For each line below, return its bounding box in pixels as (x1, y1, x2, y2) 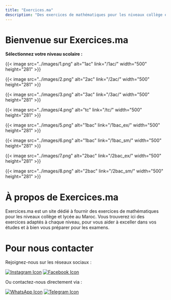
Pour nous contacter (5, 242, 94, 254)
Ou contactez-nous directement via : (5, 279, 82, 285)
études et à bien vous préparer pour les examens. (5, 224, 110, 231)
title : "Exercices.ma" (5, 7, 53, 13)
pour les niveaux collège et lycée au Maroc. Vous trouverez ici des (5, 214, 145, 220)
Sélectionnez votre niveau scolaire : (5, 51, 83, 57)
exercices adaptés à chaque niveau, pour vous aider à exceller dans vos (5, 219, 157, 225)
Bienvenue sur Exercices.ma (5, 34, 129, 46)
